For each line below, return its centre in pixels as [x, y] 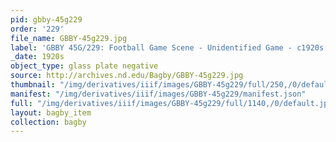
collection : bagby [48, 122]
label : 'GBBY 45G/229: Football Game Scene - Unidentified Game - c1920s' [169, 47]
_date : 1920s [37, 57]
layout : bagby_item [51, 112]
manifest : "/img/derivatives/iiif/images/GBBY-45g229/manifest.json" [158, 94]
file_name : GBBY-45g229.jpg [69, 38]
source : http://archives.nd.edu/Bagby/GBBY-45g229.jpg [127, 76]
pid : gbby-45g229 [46, 19]
